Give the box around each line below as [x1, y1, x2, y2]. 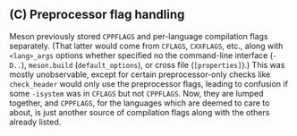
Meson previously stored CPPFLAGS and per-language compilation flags [9, 30, 268, 41]
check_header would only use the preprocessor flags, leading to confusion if [9, 78, 289, 89]
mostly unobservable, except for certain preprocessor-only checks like [9, 69, 271, 80]
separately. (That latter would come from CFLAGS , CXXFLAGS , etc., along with [9, 40, 284, 51]
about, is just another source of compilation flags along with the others [9, 106, 270, 117]
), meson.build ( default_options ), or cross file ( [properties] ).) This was [21, 59, 285, 70]
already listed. [9, 116, 62, 127]
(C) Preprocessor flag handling [9, 7, 185, 22]
